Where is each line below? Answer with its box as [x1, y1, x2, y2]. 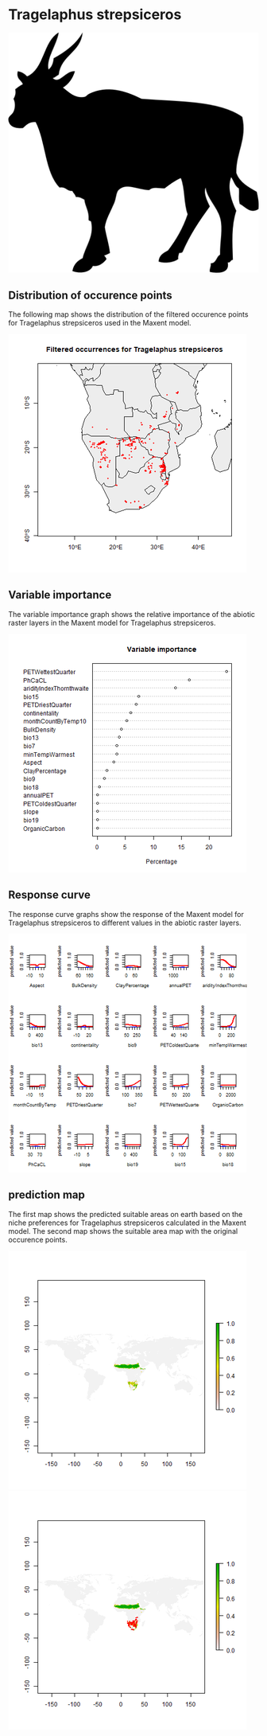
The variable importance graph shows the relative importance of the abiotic [8, 609, 256, 618]
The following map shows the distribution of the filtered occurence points [8, 310, 249, 319]
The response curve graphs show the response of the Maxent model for [8, 909, 244, 919]
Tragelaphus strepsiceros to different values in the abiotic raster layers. [8, 918, 242, 927]
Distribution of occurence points [8, 288, 172, 302]
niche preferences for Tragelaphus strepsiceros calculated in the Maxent [8, 1218, 246, 1227]
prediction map [8, 1188, 85, 1202]
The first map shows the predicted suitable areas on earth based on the [8, 1209, 243, 1219]
